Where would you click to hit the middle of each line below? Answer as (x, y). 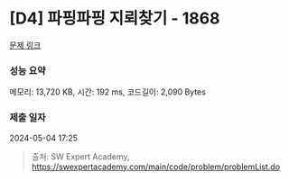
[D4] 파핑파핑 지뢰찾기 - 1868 (115, 18)
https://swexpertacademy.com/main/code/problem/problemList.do (156, 167)
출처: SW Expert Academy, (80, 156)
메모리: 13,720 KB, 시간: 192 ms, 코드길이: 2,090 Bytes (107, 92)
